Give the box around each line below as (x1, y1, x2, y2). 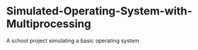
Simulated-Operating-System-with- (6, 4, 193, 18)
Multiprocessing (6, 17, 91, 31)
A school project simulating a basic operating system (6, 37, 140, 44)
